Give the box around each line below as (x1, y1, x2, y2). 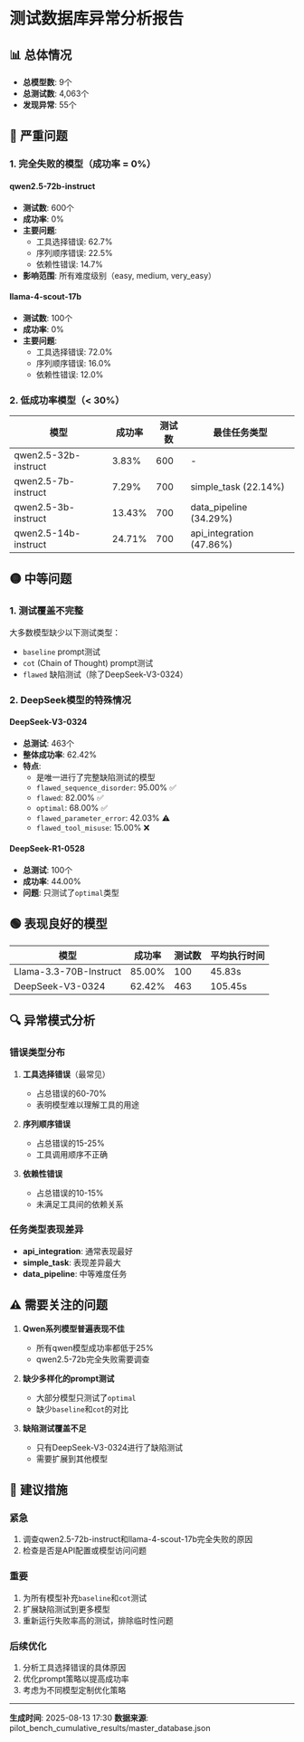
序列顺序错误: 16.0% (35, 357, 111, 368)
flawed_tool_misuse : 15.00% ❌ (35, 822, 150, 833)
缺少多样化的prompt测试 (22, 1373, 115, 1384)
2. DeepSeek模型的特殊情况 (9, 693, 131, 706)
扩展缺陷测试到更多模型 (22, 1604, 110, 1614)
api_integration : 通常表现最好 (22, 1245, 133, 1256)
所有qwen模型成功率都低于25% (35, 1342, 154, 1353)
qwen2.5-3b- (14, 501, 75, 514)
